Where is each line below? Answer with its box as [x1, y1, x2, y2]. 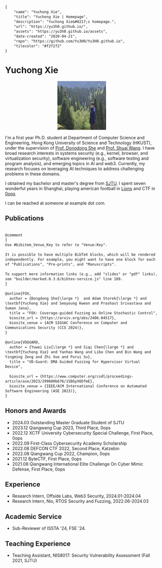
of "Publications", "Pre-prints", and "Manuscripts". [5, 262, 117, 267]
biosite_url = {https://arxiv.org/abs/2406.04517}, [9, 315, 117, 321]
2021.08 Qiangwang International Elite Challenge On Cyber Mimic [12, 461, 144, 467]
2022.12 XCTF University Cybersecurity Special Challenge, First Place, [12, 430, 154, 435]
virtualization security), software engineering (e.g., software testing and [5, 155, 149, 161]
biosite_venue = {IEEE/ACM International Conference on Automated [9, 383, 147, 389]
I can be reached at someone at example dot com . [5, 200, 106, 206]
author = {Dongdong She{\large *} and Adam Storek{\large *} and [9, 296, 147, 301]
